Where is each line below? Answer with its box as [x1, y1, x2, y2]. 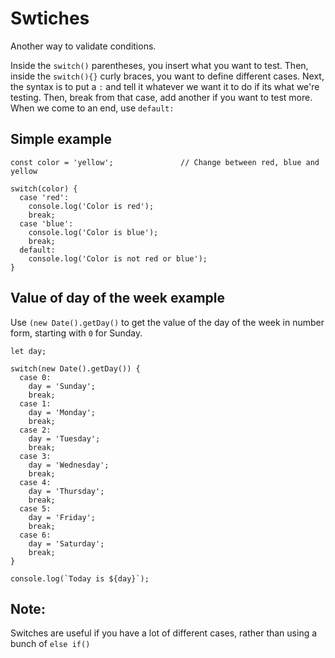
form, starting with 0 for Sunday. [10, 327, 143, 339]
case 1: [19, 398, 52, 409]
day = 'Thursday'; [28, 486, 105, 496]
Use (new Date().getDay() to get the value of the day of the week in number [10, 316, 325, 328]
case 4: [19, 477, 52, 487]
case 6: [19, 530, 52, 540]
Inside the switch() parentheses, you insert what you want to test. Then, [10, 59, 309, 71]
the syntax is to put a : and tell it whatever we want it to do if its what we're [10, 80, 320, 92]
